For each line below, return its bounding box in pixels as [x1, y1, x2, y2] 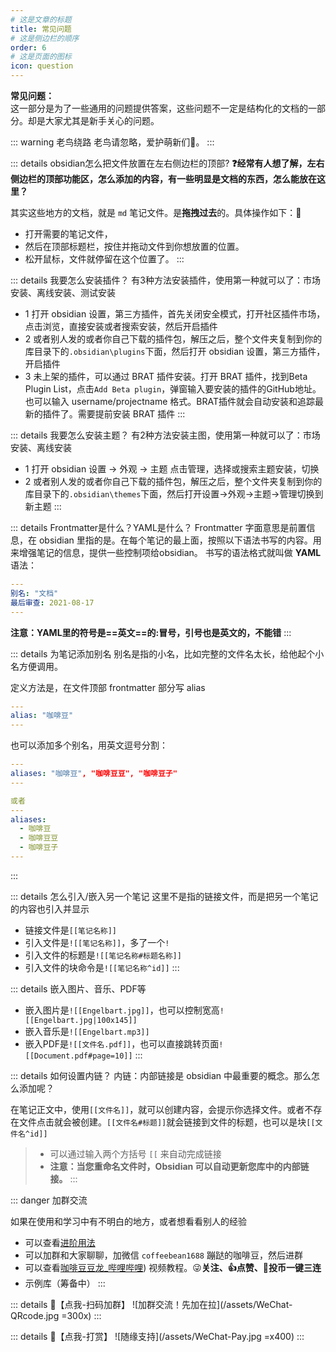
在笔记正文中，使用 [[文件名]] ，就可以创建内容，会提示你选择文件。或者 [10, 1103, 305, 1115]
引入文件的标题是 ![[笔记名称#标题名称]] [24, 949, 182, 961]
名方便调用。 [10, 660, 63, 672]
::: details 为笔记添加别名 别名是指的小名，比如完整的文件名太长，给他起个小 [10, 647, 325, 660]
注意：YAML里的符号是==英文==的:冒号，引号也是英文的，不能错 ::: [10, 626, 292, 638]
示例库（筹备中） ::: [24, 1277, 106, 1289]
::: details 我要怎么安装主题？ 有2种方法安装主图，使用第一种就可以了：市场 [10, 429, 321, 441]
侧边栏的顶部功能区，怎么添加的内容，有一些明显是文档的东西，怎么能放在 [10, 173, 317, 185]
